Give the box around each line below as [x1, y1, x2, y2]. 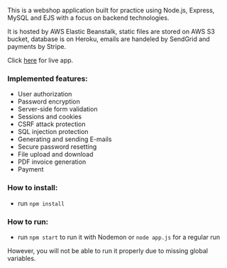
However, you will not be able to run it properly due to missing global [7, 246, 208, 255]
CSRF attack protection [17, 120, 87, 128]
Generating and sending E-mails [17, 135, 112, 144]
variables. [7, 254, 36, 262]
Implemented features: [7, 74, 89, 84]
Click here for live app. [7, 56, 74, 65]
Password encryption [17, 97, 80, 106]
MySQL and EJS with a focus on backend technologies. [7, 13, 170, 22]
